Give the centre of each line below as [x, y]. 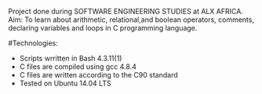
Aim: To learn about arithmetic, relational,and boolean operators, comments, [131, 20]
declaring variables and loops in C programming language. [103, 28]
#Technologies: [33, 43]
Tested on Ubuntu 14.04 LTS [65, 83]
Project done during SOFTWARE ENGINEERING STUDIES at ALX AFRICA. [126, 11]
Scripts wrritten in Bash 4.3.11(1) [71, 58]
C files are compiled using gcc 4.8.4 [78, 67]
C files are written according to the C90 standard [98, 75]
